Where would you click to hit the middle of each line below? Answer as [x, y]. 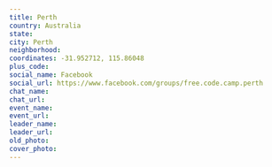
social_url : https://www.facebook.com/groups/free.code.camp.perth [136, 83]
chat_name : [29, 91]
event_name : [31, 108]
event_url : [29, 116]
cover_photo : [33, 148]
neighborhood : [35, 50]
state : [21, 34]
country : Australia [45, 26]
